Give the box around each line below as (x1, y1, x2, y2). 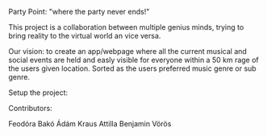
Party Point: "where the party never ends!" (8, 7, 150, 16)
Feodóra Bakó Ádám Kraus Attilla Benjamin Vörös (8, 119, 172, 128)
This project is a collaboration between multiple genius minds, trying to (8, 23, 244, 31)
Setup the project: (8, 88, 69, 97)
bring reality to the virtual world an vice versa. (8, 31, 161, 40)
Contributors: (8, 104, 52, 113)
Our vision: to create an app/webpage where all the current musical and (8, 47, 248, 56)
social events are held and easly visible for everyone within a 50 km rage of (8, 56, 260, 64)
